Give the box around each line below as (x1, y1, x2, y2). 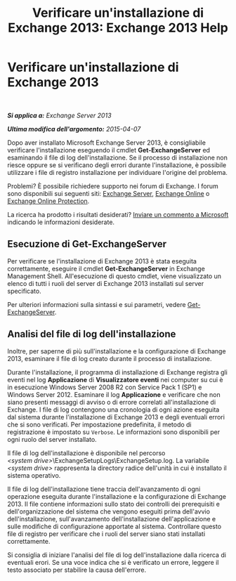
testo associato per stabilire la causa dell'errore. (7, 566, 147, 574)
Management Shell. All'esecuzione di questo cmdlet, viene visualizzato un (7, 272, 222, 280)
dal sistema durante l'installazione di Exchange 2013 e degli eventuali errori (7, 412, 225, 421)
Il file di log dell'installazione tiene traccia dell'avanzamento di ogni (7, 485, 201, 493)
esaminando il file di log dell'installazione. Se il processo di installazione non (7, 153, 228, 162)
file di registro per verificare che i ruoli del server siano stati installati (7, 529, 206, 538)
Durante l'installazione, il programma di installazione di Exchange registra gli (7, 367, 228, 377)
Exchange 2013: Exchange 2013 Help (8, 20, 228, 36)
